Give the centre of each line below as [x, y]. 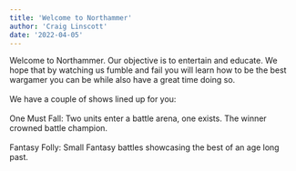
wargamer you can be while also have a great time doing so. [122, 80]
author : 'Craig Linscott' [58, 26]
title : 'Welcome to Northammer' [71, 18]
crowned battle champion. [58, 128]
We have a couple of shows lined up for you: [93, 99]
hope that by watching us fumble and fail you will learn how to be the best [148, 70]
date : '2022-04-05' [46, 35]
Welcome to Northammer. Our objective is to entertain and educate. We [143, 61]
